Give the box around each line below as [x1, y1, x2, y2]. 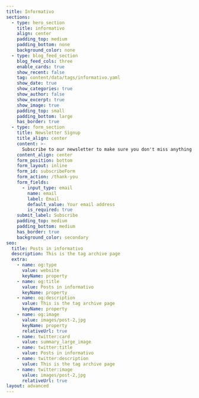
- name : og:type [17, 262, 57, 268]
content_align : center [17, 152, 73, 158]
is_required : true [27, 207, 73, 213]
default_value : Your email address [27, 201, 115, 207]
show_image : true [17, 102, 60, 108]
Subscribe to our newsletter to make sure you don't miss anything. [21, 146, 195, 152]
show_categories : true [17, 86, 73, 92]
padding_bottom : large [17, 113, 73, 119]
